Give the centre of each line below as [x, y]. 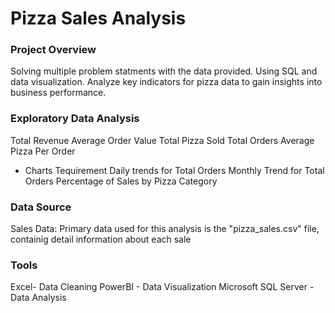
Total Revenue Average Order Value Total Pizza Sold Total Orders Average [162, 140]
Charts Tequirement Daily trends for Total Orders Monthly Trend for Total [174, 170]
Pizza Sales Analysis [98, 18]
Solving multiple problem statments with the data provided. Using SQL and [164, 71]
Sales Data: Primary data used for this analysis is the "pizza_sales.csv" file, [165, 229]
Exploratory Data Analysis [75, 119]
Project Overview [53, 50]
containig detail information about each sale [101, 239]
